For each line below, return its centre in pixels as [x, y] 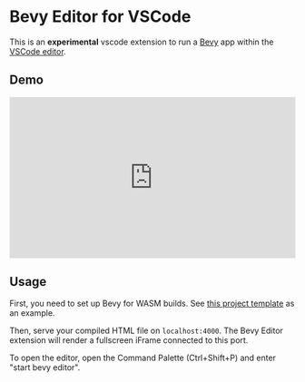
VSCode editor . [38, 51]
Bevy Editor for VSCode [100, 17]
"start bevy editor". [45, 367]
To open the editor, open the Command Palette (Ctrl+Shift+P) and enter [143, 358]
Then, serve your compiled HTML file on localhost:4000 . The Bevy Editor [147, 331]
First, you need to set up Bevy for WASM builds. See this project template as [152, 304]
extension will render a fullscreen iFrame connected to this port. [129, 340]
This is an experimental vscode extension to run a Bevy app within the [142, 42]
